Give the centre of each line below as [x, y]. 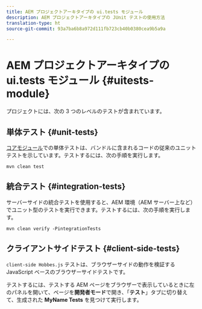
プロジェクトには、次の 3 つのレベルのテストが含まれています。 [86, 111]
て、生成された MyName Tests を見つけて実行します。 [74, 299]
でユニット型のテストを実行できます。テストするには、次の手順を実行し [96, 210]
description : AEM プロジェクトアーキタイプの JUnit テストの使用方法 [86, 17]
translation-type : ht [33, 23]
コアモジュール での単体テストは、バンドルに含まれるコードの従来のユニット [101, 148]
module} [28, 94]
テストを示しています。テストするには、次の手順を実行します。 [85, 155]
